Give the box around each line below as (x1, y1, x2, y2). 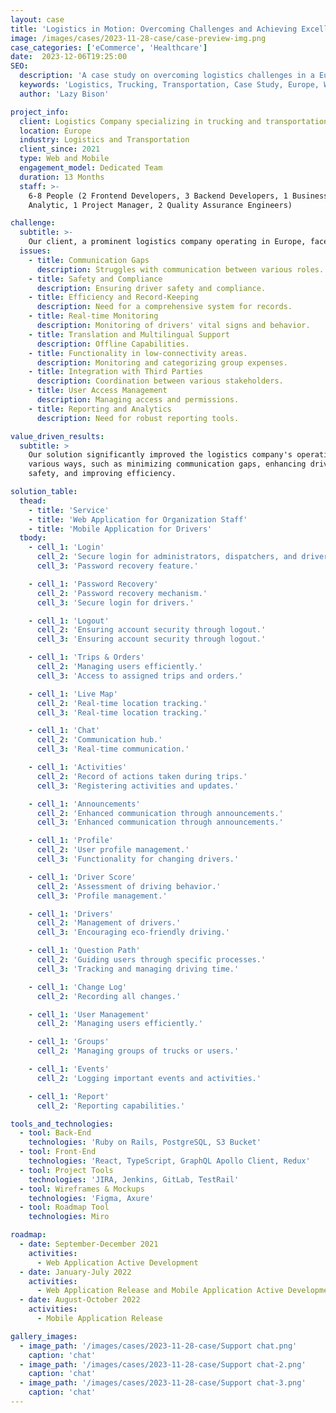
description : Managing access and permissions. (36, 395, 240, 405)
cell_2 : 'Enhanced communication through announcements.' (36, 808, 284, 818)
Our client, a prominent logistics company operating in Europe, (28, 237, 307, 247)
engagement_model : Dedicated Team (19, 163, 163, 173)
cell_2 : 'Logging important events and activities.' (36, 1073, 262, 1083)
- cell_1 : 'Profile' (28, 836, 114, 846)
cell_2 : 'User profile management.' (36, 845, 190, 855)
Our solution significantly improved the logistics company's (28, 450, 293, 460)
